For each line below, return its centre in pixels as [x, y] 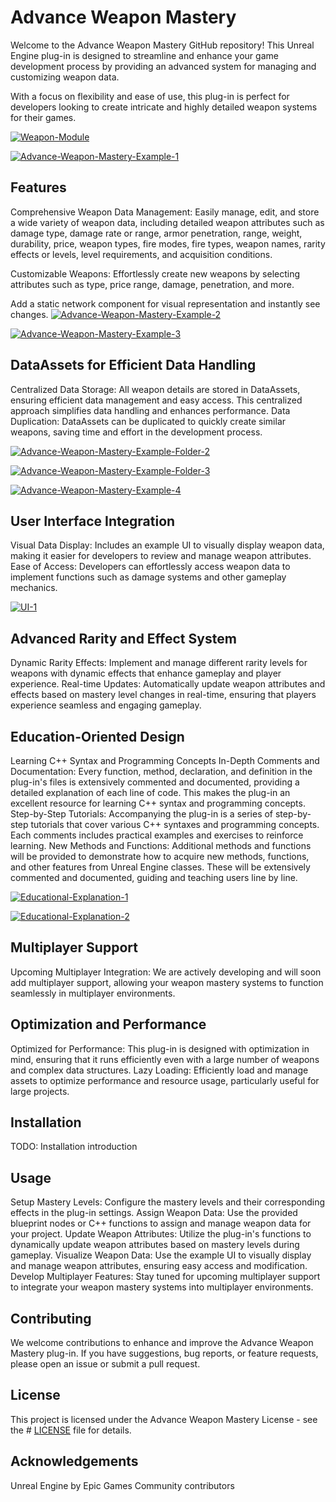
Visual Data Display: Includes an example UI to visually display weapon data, [167, 545]
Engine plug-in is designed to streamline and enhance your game [144, 55]
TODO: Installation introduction [74, 1147]
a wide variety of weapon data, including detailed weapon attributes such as [167, 222]
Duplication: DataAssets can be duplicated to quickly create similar [148, 421]
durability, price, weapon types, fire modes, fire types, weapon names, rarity [168, 243]
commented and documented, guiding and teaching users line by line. [154, 877]
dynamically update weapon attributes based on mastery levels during [155, 1245]
